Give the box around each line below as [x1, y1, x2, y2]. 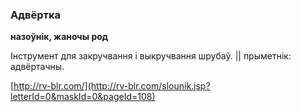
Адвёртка [10, 8, 62, 22]
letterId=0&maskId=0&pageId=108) [10, 91, 156, 103]
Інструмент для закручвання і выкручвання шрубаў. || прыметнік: [10, 50, 292, 62]
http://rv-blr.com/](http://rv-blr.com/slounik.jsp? [13, 80, 211, 92]
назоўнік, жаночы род [10, 31, 109, 43]
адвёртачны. [10, 61, 65, 73]
